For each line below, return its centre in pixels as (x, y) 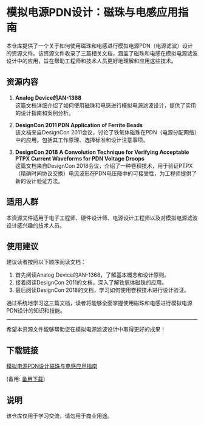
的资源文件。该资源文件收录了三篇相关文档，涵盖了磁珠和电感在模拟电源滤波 (102, 53)
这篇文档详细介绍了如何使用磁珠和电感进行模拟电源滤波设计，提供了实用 (105, 105)
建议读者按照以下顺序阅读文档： (46, 262)
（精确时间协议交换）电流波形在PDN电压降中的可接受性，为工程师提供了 (106, 173)
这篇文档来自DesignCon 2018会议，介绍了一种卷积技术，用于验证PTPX (104, 165)
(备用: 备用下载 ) (26, 379)
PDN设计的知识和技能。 (36, 311)
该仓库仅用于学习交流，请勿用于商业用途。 (59, 416)
